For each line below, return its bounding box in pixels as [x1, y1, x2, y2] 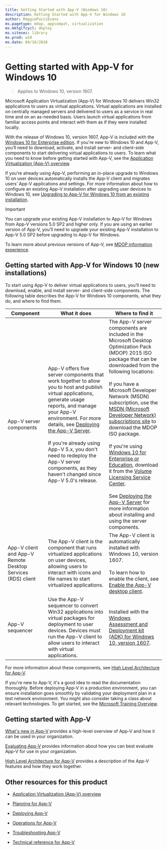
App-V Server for [108, 498, 150, 505]
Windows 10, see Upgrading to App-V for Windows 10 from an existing [5, 191, 149, 197]
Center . [108, 480, 126, 487]
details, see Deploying [48, 421, 100, 428]
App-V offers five [48, 364, 89, 371]
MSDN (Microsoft [108, 405, 150, 412]
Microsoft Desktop [108, 337, 153, 344]
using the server [108, 517, 147, 524]
